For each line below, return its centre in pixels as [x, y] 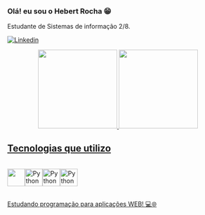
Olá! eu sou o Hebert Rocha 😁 [59, 11]
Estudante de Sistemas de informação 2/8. [69, 27]
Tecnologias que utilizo [59, 148]
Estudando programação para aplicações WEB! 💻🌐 [82, 204]
